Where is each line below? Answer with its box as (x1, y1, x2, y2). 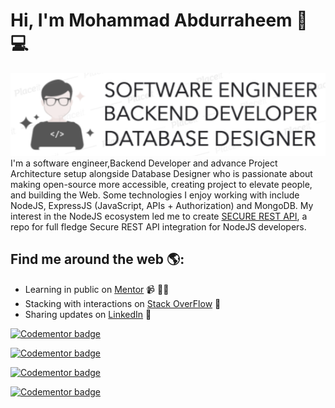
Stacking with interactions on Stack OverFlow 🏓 (24, 297, 222, 309)
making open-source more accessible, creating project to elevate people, (10, 179, 313, 190)
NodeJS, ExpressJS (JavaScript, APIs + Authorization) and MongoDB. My (10, 200, 314, 211)
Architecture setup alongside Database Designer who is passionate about (10, 168, 313, 179)
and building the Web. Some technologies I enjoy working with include (10, 189, 300, 201)
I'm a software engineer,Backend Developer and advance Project (10, 157, 278, 169)
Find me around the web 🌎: (10, 251, 185, 268)
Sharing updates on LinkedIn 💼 (24, 308, 152, 320)
